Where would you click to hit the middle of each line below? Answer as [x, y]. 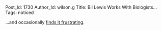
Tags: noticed [20, 12]
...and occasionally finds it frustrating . [45, 22]
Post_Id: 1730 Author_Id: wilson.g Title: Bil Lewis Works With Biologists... [81, 7]
